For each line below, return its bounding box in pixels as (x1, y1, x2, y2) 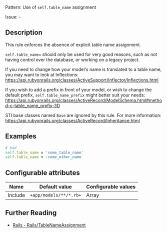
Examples (5, 132, 36, 140)
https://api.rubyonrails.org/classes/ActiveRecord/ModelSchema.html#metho (5, 97, 162, 103)
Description (5, 28, 42, 37)
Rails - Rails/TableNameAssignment (12, 222, 86, 228)
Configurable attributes (5, 168, 80, 177)
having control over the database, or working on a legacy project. (5, 56, 140, 62)
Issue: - (5, 14, 21, 19)
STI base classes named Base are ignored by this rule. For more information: (5, 112, 161, 118)
